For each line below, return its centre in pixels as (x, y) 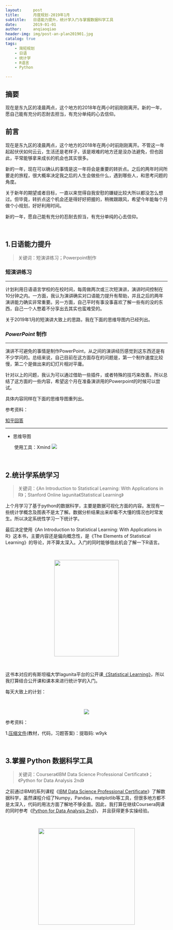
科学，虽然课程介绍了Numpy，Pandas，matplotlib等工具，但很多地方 (83, 798)
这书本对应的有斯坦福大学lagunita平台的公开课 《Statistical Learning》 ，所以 (85, 674)
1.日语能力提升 (28, 244)
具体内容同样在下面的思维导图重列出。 (46, 399)
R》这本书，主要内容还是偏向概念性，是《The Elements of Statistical (78, 536)
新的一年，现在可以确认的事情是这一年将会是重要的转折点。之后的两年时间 (84, 169)
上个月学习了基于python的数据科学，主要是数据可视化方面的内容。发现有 (83, 505)
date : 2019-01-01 (31, 24)
